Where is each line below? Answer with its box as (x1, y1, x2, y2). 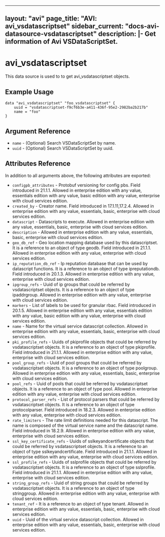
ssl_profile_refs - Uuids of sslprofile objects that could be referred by (12, 459, 157, 465)
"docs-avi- (125, 22, 160, 30)
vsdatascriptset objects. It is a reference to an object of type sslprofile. (12, 464, 156, 470)
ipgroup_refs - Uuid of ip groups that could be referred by (12, 281, 130, 287)
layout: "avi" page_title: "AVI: (5, 14, 97, 23)
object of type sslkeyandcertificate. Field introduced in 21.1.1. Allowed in (12, 448, 157, 454)
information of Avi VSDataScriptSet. (5, 37, 118, 46)
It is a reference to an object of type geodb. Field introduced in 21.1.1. (12, 244, 151, 251)
